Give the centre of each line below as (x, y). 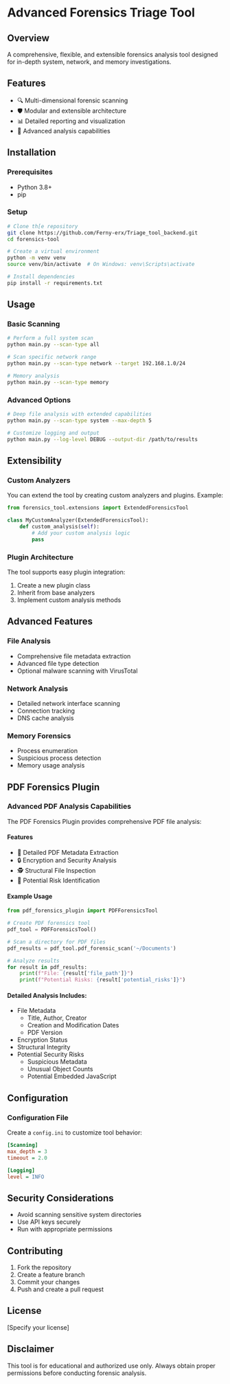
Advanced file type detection (58, 663)
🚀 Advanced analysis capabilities (64, 131)
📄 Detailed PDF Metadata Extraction (68, 853)
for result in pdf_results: (47, 967)
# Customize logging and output (53, 433)
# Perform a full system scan (50, 338)
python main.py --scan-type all (53, 345)
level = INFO (26, 1176)
